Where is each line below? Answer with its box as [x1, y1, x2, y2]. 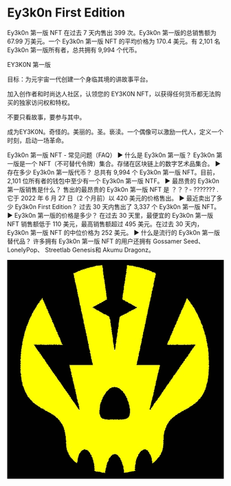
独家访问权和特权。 [19, 98, 74, 106]
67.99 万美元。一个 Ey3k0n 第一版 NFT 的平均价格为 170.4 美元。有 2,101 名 [7, 37, 221, 45]
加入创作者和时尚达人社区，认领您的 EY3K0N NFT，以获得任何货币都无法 [7, 90, 215, 98]
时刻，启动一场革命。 [7, 136, 67, 144]
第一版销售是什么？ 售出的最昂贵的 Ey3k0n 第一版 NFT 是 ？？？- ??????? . [7, 185, 219, 194]
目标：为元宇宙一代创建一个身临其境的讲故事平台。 [7, 74, 152, 83]
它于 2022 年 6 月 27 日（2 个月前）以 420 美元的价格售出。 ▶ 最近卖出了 [7, 194, 217, 202]
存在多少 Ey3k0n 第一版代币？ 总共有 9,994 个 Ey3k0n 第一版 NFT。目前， [7, 168, 219, 176]
